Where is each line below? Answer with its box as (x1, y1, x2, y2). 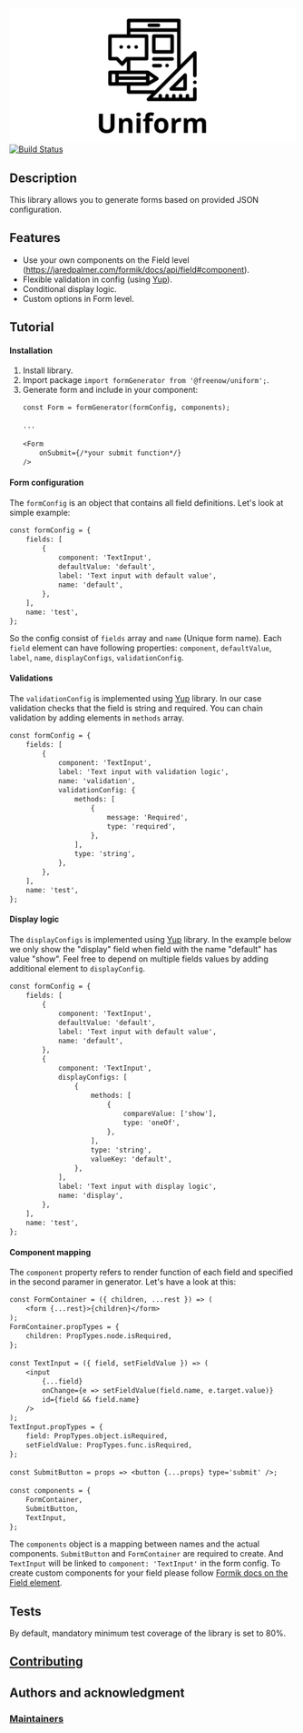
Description (9, 170, 77, 186)
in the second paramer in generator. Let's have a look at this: (9, 1276, 237, 1287)
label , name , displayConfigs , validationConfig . (9, 651, 184, 662)
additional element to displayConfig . (9, 963, 146, 974)
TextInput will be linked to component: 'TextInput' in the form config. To (9, 1558, 281, 1569)
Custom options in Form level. (22, 293, 134, 304)
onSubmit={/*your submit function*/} (39, 448, 181, 458)
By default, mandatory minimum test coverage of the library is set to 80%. (9, 1627, 287, 1639)
